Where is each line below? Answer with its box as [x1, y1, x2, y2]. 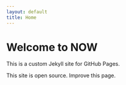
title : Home [6, 14, 37, 20]
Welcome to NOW [6, 40, 98, 54]
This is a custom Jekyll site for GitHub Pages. [6, 60, 121, 68]
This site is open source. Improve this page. [6, 72, 116, 79]
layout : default [6, 8, 47, 15]
